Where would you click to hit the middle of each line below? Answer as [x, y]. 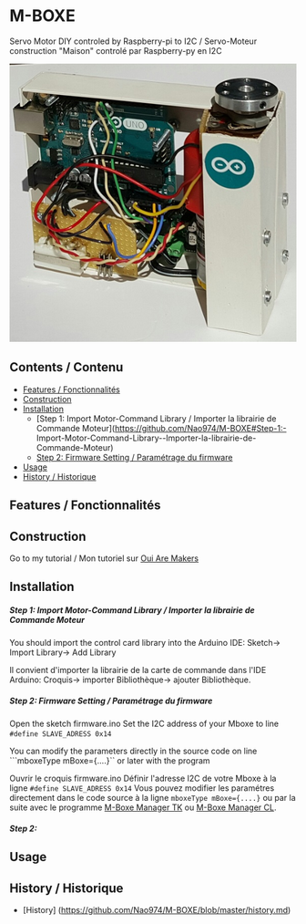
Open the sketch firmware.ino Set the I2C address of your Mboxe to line [144, 724]
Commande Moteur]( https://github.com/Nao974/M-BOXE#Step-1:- [161, 428]
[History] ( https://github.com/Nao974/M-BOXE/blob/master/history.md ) [157, 910]
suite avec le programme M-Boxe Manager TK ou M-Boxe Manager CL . [143, 807]
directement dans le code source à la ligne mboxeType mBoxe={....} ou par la [153, 798]
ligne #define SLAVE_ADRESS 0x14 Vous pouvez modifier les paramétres [142, 788]
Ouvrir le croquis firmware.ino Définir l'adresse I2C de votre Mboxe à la [143, 779]
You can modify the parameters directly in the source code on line [133, 751]
